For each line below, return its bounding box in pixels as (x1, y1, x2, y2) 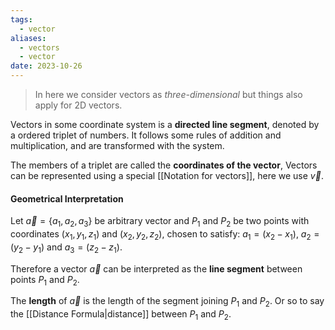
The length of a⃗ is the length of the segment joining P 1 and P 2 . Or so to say (10, 295, 325, 310)
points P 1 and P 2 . (10, 273, 80, 288)
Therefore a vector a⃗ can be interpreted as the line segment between (10, 262, 303, 275)
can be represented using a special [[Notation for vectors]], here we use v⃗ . (10, 170, 324, 181)
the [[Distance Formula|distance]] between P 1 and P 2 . (10, 308, 232, 322)
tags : (10, 14, 33, 25)
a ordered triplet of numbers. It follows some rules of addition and (10, 129, 282, 141)
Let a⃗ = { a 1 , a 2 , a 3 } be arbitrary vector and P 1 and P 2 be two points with (10, 215, 310, 229)
